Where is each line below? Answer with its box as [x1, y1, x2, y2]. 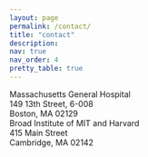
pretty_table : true [9, 64, 84, 74]
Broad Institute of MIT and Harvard [9, 117, 140, 128]
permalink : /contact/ [9, 22, 92, 31]
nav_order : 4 [9, 55, 59, 64]
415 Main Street [9, 127, 68, 138]
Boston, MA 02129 [9, 108, 79, 119]
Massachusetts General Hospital [9, 88, 132, 100]
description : [9, 38, 59, 48]
